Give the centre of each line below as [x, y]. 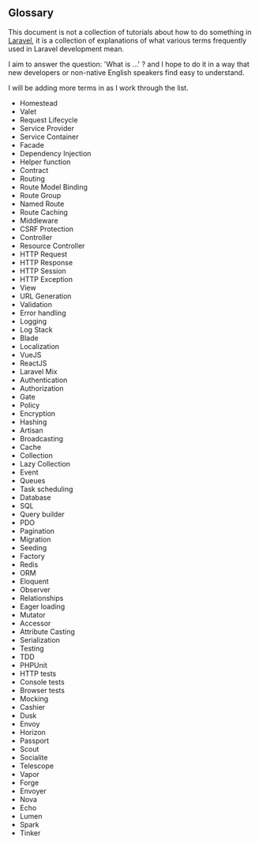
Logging [33, 321]
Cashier [32, 707]
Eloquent [34, 581]
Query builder [42, 514]
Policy [30, 405]
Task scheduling [46, 489]
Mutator [32, 614]
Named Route [42, 204]
